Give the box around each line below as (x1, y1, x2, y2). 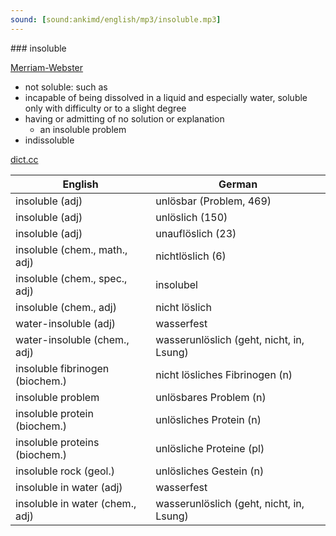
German (218, 177, 258, 191)
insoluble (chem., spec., (15, 271, 128, 285)
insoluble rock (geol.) (15, 464, 115, 478)
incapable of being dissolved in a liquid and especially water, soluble (24, 91, 308, 103)
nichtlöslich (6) (155, 249, 227, 263)
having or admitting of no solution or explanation (24, 112, 225, 125)
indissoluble (24, 134, 75, 146)
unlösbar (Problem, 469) (155, 194, 272, 208)
